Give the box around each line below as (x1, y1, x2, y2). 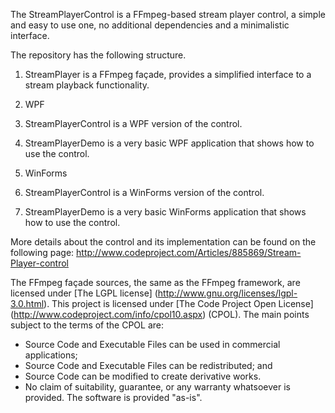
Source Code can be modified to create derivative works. (24, 370, 262, 382)
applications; (24, 349, 78, 361)
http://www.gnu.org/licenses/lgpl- (157, 287, 298, 299)
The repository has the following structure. (10, 49, 187, 61)
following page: (10, 247, 75, 258)
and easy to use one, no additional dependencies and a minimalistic (10, 19, 290, 31)
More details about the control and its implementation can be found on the (10, 236, 317, 248)
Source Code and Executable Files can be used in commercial (24, 339, 281, 350)
